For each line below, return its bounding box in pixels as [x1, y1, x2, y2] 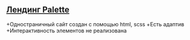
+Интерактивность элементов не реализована [6, 27, 127, 34]
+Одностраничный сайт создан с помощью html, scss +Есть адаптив [6, 20, 185, 27]
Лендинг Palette [6, 5, 69, 15]
